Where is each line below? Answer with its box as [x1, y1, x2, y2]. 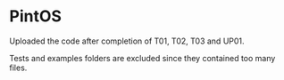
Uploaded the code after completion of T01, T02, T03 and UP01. [9, 36, 245, 46]
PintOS [9, 6, 63, 27]
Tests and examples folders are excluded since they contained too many [9, 52, 276, 63]
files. [9, 62, 28, 73]
